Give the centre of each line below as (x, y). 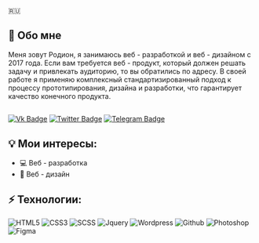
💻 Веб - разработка (53, 163)
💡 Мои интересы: (53, 143)
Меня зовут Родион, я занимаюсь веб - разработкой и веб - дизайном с (129, 54)
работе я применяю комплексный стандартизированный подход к (120, 79)
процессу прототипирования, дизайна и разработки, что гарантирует (125, 88)
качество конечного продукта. (60, 96)
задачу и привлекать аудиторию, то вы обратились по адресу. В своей (128, 71)
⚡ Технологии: (45, 199)
